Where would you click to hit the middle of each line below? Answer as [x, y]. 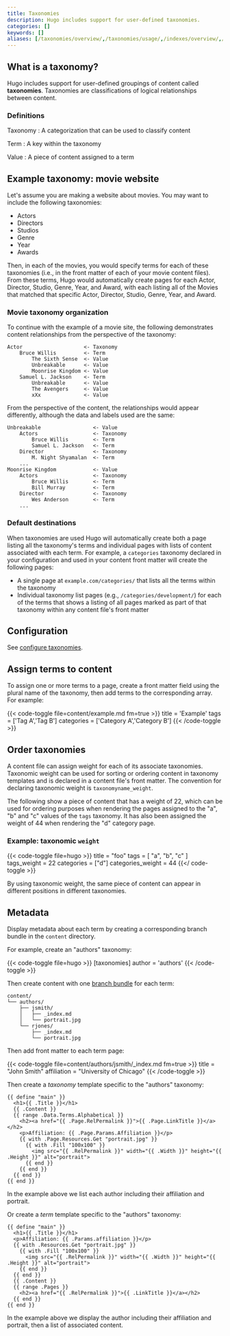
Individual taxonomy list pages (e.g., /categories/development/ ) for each [119, 595]
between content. [32, 97]
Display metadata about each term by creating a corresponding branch [107, 929]
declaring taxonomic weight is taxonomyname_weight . [80, 788]
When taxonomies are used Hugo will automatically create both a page [107, 538]
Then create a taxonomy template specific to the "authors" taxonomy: [105, 1085]
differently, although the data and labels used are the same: [91, 415]
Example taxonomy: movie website [83, 179]
